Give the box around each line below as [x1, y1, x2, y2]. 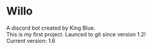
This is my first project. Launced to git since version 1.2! [6, 30, 146, 38]
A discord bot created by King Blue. [6, 24, 95, 31]
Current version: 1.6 [6, 37, 56, 44]
